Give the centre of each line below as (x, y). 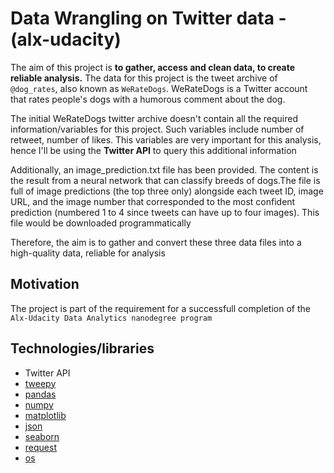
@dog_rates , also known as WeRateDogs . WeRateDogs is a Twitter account (159, 88)
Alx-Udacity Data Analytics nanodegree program (111, 318)
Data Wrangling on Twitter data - (148, 18)
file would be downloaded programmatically (101, 223)
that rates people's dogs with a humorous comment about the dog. (148, 99)
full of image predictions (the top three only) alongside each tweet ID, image (167, 191)
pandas (40, 394)
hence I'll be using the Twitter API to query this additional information (153, 150)
